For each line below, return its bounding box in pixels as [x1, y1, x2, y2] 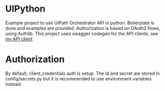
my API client [5, 36, 33, 42]
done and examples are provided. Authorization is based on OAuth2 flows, [5, 25, 160, 31]
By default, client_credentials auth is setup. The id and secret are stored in [5, 70, 160, 76]
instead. [5, 81, 22, 87]
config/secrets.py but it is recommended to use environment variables [5, 75, 152, 81]
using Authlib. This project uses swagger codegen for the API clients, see [5, 30, 158, 36]
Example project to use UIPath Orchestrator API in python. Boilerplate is [5, 20, 154, 26]
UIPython [5, 3, 46, 15]
